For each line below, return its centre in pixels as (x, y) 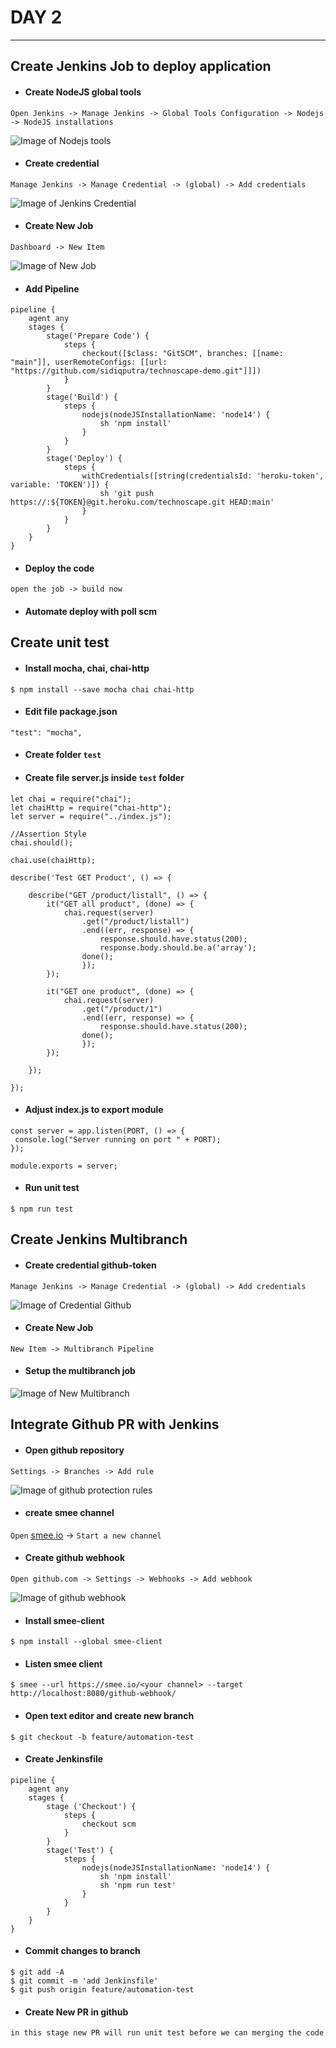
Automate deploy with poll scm (91, 611)
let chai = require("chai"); (71, 799)
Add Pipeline (52, 288)
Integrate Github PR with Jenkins (115, 1424)
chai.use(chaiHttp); (53, 860)
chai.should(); (42, 842)
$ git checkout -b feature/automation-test (102, 1737)
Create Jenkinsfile (64, 1759)
